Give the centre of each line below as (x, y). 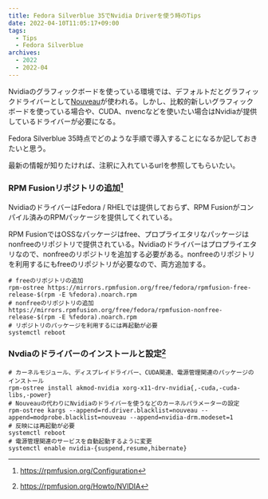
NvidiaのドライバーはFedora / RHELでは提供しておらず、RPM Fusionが (124, 207)
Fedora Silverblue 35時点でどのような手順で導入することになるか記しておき (133, 138)
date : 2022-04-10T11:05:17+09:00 (64, 23)
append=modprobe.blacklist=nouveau (67, 418)
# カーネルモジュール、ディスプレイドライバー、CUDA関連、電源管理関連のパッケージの (131, 373)
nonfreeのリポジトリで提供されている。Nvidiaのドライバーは (108, 244)
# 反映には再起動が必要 (42, 426)
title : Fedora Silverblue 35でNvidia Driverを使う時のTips (105, 16)
